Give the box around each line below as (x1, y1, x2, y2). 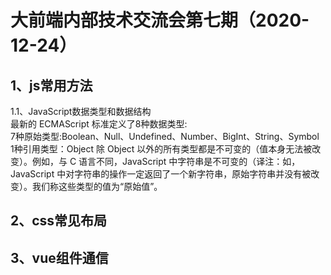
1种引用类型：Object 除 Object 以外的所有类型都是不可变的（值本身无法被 (10, 143, 313, 155)
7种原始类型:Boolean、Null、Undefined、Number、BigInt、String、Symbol (10, 131, 320, 142)
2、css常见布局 (10, 212, 108, 230)
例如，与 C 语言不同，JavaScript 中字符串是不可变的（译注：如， (31, 156, 301, 167)
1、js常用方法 (10, 77, 93, 94)
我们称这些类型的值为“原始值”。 (31, 181, 163, 192)
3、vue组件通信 (10, 249, 109, 266)
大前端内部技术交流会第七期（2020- (10, 9, 310, 32)
